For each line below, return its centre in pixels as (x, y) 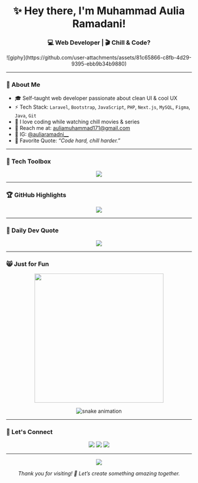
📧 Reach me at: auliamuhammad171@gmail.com (72, 128)
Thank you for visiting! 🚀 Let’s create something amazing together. (99, 474)
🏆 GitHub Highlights (36, 195)
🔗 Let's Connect (29, 432)
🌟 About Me (23, 85)
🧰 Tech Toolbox (29, 161)
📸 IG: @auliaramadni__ (42, 134)
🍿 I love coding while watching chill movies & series (77, 122)
